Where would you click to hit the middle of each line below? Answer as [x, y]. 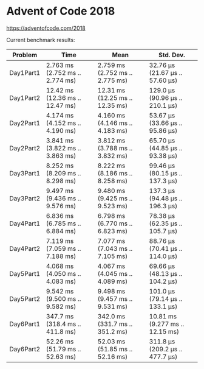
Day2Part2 [25, 148]
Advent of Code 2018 [61, 11]
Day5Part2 [25, 298]
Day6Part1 [25, 324]
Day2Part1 [25, 123]
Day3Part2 [25, 198]
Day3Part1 [25, 173]
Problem [25, 55]
